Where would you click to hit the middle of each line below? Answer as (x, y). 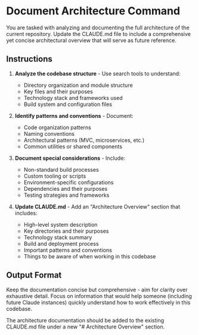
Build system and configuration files (68, 104)
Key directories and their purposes (66, 231)
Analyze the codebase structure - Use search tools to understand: (98, 74)
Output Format (34, 275)
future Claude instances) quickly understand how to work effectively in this (98, 302)
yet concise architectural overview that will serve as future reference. (92, 40)
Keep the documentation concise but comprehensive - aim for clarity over (97, 290)
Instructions (29, 59)
